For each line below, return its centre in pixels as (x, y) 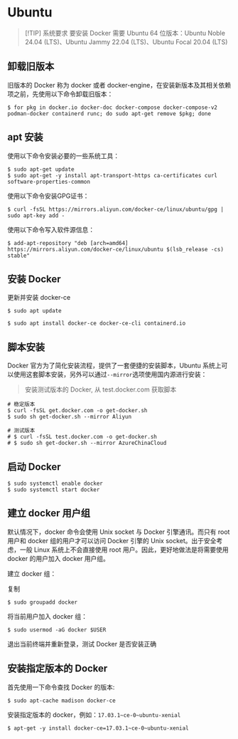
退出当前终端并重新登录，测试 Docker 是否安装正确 (82, 644)
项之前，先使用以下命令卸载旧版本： (60, 94)
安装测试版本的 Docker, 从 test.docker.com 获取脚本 (101, 389)
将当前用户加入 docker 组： (47, 616)
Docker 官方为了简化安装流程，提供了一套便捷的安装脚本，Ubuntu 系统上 (114, 366)
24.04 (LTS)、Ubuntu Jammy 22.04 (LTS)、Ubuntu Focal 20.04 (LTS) (126, 42)
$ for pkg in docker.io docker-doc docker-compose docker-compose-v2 (113, 108)
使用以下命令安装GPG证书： (48, 196)
